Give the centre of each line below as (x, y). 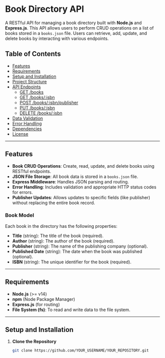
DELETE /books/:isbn (41, 113)
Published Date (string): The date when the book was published (77, 251)
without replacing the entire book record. (54, 203)
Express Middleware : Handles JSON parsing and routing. (70, 181)
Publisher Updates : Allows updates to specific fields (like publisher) (81, 197)
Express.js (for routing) (36, 304)
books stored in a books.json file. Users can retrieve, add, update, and (76, 33)
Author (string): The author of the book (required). (63, 241)
